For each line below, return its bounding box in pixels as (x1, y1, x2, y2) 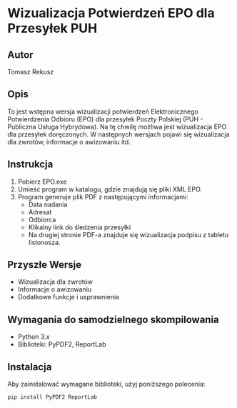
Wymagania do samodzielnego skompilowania (7, 313, 219, 326)
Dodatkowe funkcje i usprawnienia (17, 293, 120, 302)
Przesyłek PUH (7, 20, 98, 36)
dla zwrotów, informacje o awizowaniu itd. (7, 137, 131, 146)
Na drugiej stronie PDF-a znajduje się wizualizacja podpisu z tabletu (28, 230, 229, 239)
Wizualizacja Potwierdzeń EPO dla (7, 5, 216, 21)
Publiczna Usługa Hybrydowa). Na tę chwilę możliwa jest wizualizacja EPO (7, 122, 227, 131)
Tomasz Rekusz (7, 68, 54, 76)
